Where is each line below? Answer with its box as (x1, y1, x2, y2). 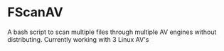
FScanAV (7, 4, 63, 21)
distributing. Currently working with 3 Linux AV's (7, 35, 149, 43)
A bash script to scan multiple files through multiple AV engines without (7, 28, 217, 36)
